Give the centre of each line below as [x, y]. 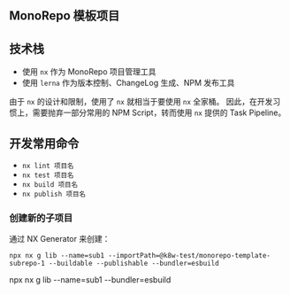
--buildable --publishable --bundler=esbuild [134, 264]
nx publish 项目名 [54, 194]
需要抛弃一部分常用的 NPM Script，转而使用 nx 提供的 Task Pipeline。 [159, 112]
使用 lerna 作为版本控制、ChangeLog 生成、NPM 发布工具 [128, 83]
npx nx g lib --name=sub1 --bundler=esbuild [90, 280]
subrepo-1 [27, 264]
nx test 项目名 [48, 175]
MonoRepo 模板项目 [65, 16]
